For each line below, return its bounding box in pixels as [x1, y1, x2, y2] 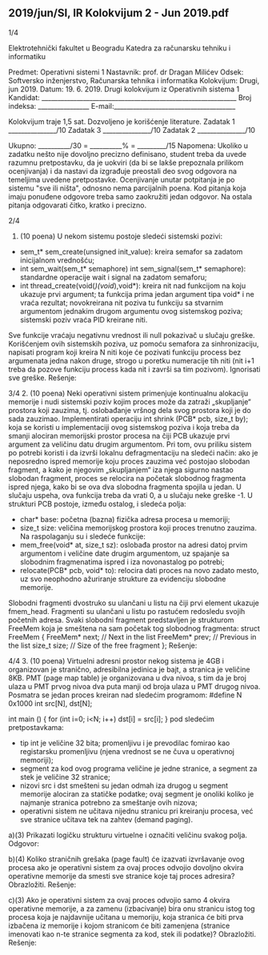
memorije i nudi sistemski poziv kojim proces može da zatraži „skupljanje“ [8, 396, 251, 407]
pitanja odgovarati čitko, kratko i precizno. [8, 200, 147, 210]
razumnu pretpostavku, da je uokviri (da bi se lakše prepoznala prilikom [8, 158, 244, 167]
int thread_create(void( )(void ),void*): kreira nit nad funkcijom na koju [19, 280, 246, 291]
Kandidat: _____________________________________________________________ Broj [8, 92, 252, 102]
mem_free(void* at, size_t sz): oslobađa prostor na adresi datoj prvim [19, 540, 248, 549]
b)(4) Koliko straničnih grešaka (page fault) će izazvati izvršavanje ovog [8, 854, 246, 864]
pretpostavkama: [8, 722, 64, 732]
